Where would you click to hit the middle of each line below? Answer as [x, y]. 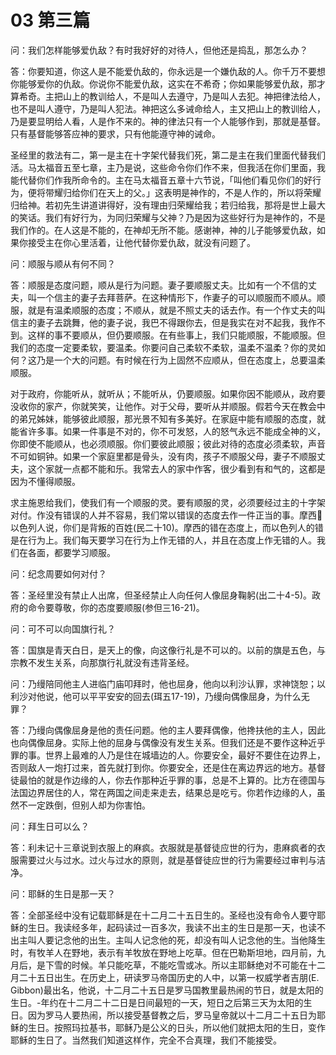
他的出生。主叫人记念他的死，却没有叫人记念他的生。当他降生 [198, 940]
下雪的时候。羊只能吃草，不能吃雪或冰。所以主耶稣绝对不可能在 [176, 965]
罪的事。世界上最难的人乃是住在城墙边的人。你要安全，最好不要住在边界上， [168, 755]
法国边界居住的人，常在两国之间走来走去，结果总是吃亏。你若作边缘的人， [163, 792]
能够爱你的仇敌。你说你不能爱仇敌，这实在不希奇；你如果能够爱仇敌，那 [167, 83]
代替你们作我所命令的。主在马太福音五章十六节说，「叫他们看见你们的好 [165, 180]
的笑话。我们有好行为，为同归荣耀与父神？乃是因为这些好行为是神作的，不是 [168, 217]
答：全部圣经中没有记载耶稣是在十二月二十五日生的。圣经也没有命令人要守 [163, 915]
